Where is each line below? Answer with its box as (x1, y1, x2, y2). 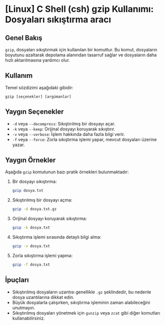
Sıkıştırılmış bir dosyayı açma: (12, 197, 72, 203)
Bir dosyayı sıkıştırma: (12, 179, 57, 185)
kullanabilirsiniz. (12, 315, 45, 321)
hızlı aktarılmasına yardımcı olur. (5, 57, 70, 63)
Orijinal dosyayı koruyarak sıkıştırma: (12, 216, 87, 222)
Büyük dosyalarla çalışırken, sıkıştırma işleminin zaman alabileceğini (12, 299, 150, 305)
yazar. (12, 142, 25, 148)
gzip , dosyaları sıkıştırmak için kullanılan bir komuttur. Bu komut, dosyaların (5, 47, 158, 52)
